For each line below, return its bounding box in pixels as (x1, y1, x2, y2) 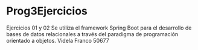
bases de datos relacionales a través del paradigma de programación (6, 30, 179, 37)
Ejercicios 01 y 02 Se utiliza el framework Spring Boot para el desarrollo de (6, 24, 192, 31)
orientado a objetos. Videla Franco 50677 (6, 37, 110, 44)
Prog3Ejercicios (6, 4, 88, 18)
